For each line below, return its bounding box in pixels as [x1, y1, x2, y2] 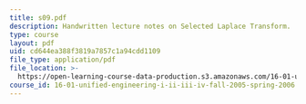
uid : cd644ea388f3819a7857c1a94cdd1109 [9, 47, 161, 56]
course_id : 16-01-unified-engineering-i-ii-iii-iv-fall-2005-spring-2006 [9, 80, 296, 90]
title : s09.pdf [9, 13, 67, 23]
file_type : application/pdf [9, 55, 117, 64]
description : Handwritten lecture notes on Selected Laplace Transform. [9, 22, 291, 31]
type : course [9, 30, 59, 39]
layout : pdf [9, 38, 55, 48]
